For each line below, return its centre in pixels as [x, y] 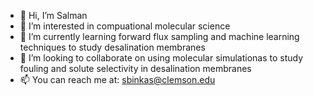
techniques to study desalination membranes [112, 47]
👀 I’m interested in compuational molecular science [125, 26]
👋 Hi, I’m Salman [53, 15]
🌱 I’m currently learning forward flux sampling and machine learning [159, 36]
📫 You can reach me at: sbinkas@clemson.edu [117, 79]
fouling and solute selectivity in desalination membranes [135, 68]
